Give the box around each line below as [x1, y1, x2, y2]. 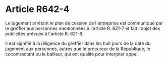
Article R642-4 [5, 3, 70, 15]
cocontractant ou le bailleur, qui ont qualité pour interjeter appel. [5, 51, 139, 57]
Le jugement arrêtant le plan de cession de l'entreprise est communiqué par [5, 20, 163, 26]
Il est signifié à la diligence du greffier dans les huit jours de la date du [5, 40, 151, 46]
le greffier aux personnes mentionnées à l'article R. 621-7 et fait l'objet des [5, 25, 160, 31]
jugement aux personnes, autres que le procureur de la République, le [5, 45, 150, 51]
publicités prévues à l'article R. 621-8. [5, 30, 84, 36]
